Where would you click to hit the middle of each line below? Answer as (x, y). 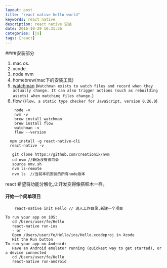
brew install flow (34, 123)
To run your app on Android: (36, 244)
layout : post (19, 10)
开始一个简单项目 (23, 196)
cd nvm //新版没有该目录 (35, 160)
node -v (22, 110)
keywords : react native (30, 19)
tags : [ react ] (20, 38)
